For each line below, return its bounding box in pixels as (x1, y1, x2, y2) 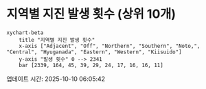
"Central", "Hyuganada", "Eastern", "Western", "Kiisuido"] (6, 49, 183, 55)
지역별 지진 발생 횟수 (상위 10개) (6, 6, 176, 22)
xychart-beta (6, 29, 44, 36)
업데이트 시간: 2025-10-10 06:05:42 (6, 75, 106, 83)
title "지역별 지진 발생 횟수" (19, 36, 95, 43)
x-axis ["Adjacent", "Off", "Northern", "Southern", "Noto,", (19, 42, 201, 49)
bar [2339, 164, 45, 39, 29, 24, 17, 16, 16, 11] (19, 62, 164, 68)
